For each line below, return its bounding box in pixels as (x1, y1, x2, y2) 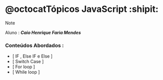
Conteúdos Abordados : (5, 42, 64, 49)
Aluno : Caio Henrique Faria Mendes (5, 29, 81, 35)
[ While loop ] (12, 69, 40, 75)
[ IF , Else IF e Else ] (12, 53, 53, 59)
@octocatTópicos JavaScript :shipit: (5, 3, 159, 15)
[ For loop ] (12, 64, 35, 70)
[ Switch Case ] (12, 59, 44, 65)
